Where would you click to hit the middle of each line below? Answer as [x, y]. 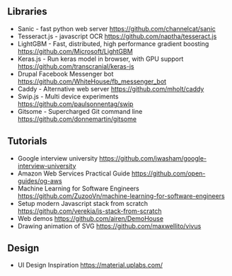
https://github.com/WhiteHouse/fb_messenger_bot [92, 81]
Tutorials [27, 141]
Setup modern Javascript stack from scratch [83, 203]
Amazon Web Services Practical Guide [74, 173]
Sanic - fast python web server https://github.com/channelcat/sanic [116, 28]
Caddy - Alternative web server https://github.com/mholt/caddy [111, 88]
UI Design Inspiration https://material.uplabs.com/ [90, 265]
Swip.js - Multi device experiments [68, 96]
